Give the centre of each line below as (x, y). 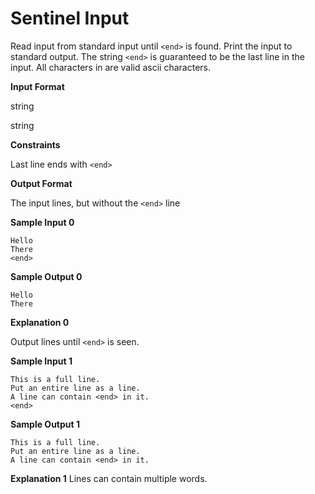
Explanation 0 (40, 322)
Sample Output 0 (46, 276)
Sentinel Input (70, 18)
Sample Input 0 (42, 222)
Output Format (41, 183)
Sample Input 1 (41, 361)
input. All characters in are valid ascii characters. (110, 67)
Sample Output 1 (45, 424)
